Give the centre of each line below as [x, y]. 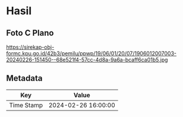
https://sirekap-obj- [30, 47]
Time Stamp [26, 105]
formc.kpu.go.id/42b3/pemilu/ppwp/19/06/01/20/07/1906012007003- [91, 53]
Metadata [24, 78]
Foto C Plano [30, 33]
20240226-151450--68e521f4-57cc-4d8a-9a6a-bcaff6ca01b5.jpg [87, 60]
